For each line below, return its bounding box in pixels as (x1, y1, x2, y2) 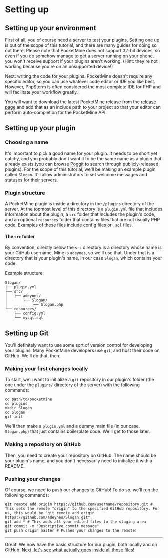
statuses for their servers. (5, 177, 58, 183)
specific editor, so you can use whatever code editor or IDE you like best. (5, 79, 156, 84)
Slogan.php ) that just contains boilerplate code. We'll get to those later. (5, 428, 150, 434)
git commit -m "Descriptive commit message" (5, 523, 99, 529)
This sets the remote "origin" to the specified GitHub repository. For (5, 506, 160, 511)
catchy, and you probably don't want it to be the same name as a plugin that (5, 155, 162, 161)
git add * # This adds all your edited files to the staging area (5, 519, 146, 524)
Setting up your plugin (5, 124, 76, 132)
